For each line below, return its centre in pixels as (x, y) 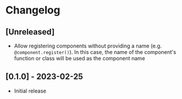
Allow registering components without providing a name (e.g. (88, 46)
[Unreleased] (30, 32)
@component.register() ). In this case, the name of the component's (95, 52)
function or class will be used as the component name (79, 58)
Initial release (30, 91)
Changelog (33, 10)
